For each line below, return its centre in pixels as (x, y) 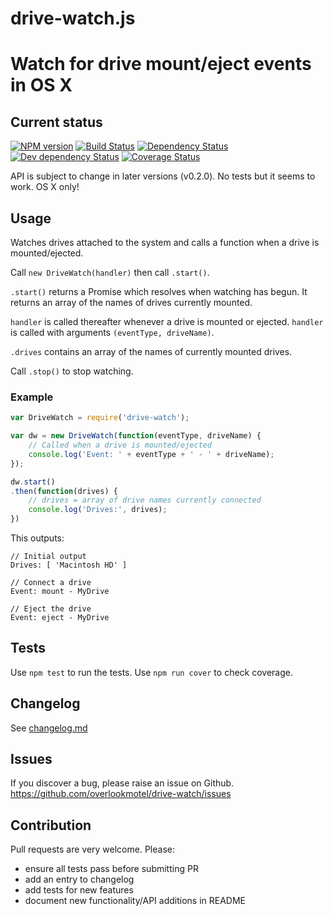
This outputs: (37, 538)
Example (32, 397)
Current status (56, 122)
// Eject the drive (51, 609)
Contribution (51, 825)
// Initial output (48, 557)
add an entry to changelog (79, 879)
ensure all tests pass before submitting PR (111, 869)
